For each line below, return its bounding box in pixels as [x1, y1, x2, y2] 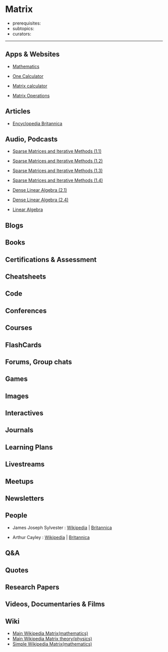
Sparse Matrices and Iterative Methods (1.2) [12, 158, 103, 164]
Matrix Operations [12, 92, 50, 98]
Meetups [5, 477, 34, 485]
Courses [5, 324, 32, 332]
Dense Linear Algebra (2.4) [12, 197, 69, 203]
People [5, 511, 27, 520]
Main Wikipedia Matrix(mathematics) [12, 630, 88, 636]
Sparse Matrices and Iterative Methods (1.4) [12, 177, 103, 184]
